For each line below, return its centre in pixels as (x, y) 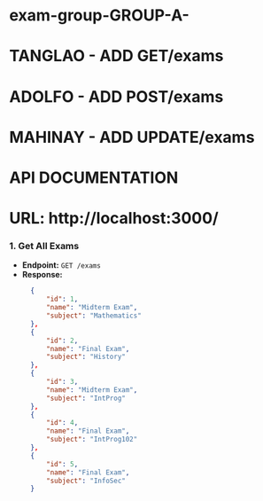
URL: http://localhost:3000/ (114, 219)
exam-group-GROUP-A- (100, 16)
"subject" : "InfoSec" (85, 481)
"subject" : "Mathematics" (93, 316)
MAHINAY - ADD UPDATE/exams (132, 137)
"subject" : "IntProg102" (92, 440)
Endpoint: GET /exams (62, 265)
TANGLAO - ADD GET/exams (116, 56)
